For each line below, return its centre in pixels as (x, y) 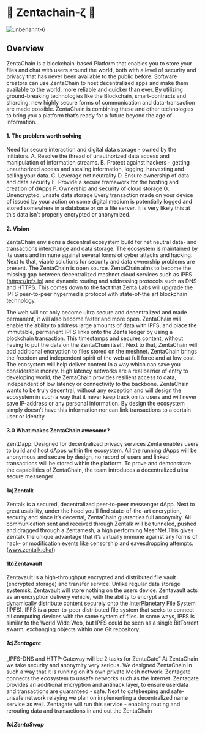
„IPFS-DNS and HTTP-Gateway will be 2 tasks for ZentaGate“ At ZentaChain (102, 658)
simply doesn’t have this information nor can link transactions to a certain (99, 410)
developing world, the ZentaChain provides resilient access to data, (91, 377)
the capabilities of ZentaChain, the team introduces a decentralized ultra (98, 470)
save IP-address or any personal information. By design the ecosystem (96, 404)
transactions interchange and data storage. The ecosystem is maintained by (102, 249)
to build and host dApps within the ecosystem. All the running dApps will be (102, 450)
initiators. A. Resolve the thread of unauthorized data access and (88, 156)
